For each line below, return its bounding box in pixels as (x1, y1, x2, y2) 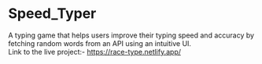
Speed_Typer (8, 5, 97, 23)
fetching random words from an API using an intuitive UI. (8, 38, 191, 48)
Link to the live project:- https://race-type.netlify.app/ (8, 47, 182, 56)
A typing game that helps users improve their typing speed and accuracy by (8, 30, 254, 40)
